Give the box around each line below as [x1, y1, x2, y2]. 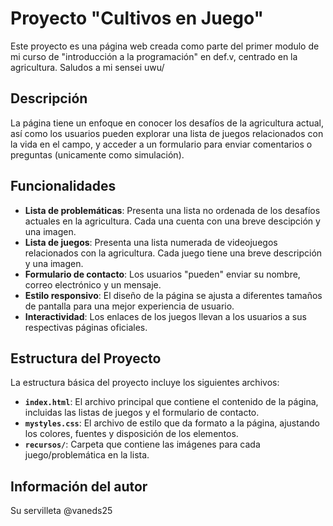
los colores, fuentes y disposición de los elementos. [24, 428, 239, 440]
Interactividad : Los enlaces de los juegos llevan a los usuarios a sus [24, 310, 307, 322]
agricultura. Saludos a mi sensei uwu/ [10, 61, 165, 73]
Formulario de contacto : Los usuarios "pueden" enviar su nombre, [24, 268, 301, 280]
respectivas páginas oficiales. [24, 321, 148, 333]
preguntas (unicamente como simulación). [10, 148, 185, 161]
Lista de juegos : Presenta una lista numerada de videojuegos [24, 236, 278, 248]
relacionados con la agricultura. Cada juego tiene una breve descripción [24, 247, 323, 259]
